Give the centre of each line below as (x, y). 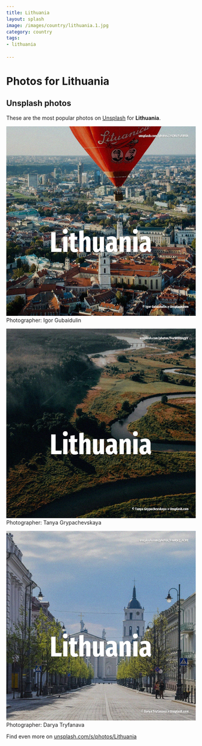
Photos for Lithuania (58, 82)
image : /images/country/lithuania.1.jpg (58, 25)
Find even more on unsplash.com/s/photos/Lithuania (72, 736)
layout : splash (25, 19)
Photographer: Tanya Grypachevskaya (54, 522)
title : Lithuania (28, 13)
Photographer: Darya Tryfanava (45, 724)
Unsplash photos (39, 103)
